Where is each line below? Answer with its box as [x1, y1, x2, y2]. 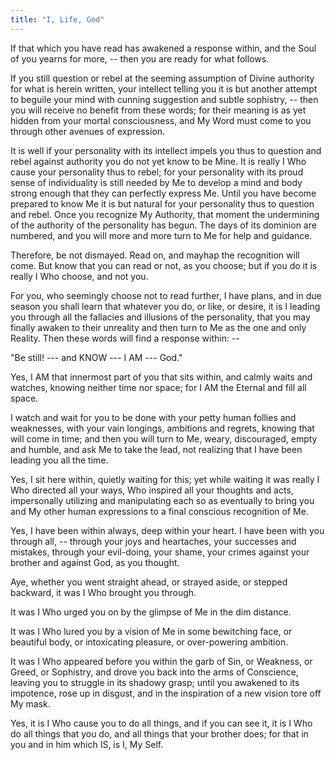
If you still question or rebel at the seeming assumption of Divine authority [10, 72, 315, 84]
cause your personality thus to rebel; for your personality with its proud [10, 166, 304, 178]
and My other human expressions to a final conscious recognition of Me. [10, 505, 309, 517]
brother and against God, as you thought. [10, 556, 180, 568]
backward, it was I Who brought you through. [10, 586, 197, 598]
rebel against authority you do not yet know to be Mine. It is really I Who [10, 155, 307, 167]
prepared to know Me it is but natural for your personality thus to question [10, 197, 315, 210]
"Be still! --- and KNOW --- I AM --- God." [10, 351, 183, 363]
